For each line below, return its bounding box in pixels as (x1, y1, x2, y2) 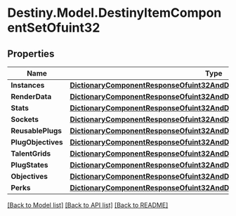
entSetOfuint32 (7, 20, 100, 36)
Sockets (11, 114, 39, 124)
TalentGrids (11, 149, 51, 158)
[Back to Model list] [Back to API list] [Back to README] (7, 201, 169, 209)
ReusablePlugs (11, 126, 62, 135)
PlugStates (11, 160, 48, 170)
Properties (7, 48, 55, 60)
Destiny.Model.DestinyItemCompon (7, 5, 222, 21)
